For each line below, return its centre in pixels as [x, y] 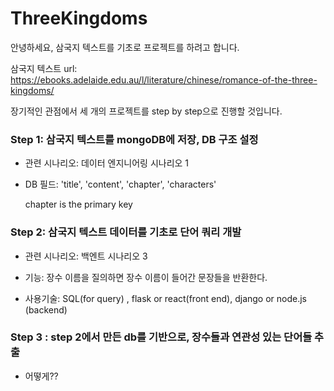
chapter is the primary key [78, 204]
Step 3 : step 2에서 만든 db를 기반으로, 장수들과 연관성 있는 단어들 [161, 337]
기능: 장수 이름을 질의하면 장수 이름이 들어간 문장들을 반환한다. [146, 277]
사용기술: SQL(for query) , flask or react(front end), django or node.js [166, 298]
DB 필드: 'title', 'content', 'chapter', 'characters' [120, 184]
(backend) [46, 309]
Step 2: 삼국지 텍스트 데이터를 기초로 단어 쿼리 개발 [126, 232]
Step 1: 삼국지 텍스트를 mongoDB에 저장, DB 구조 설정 [134, 139]
